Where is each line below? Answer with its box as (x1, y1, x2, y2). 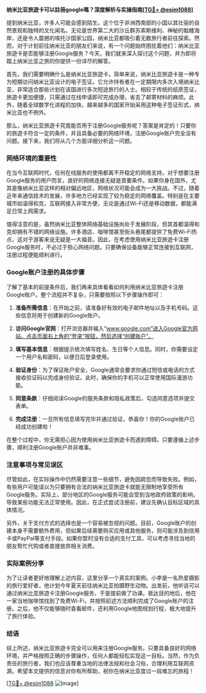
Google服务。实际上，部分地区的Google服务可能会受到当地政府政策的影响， (6, 490, 199, 498)
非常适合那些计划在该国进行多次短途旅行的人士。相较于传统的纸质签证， (17, 86, 200, 93)
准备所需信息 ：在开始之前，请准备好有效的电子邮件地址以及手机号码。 (15, 304, 193, 311)
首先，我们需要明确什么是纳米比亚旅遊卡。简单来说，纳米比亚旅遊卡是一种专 (6, 71, 200, 77)
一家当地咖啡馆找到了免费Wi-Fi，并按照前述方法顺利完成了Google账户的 (6, 597, 189, 605)
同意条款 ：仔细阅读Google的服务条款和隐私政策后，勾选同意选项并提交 (15, 394, 195, 401)
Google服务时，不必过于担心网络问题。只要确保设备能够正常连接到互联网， (6, 244, 197, 251)
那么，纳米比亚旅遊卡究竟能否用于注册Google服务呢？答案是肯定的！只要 (6, 122, 191, 129)
